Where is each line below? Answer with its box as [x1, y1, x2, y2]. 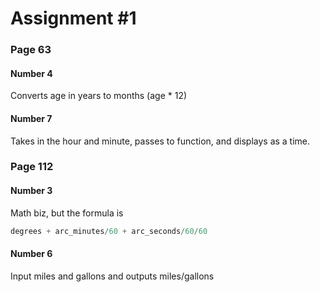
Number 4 [10, 67, 53, 79]
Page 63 [10, 43, 52, 57]
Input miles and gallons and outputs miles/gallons [10, 270, 215, 282]
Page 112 [10, 160, 54, 174]
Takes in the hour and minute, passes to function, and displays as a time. [10, 135, 311, 147]
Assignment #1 [10, 7, 137, 30]
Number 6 [10, 248, 53, 260]
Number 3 [10, 185, 53, 197]
